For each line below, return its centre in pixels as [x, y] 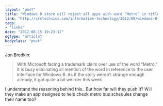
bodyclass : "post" [24, 41]
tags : [10, 23]
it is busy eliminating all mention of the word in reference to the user [85, 69]
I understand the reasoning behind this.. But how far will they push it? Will [78, 89]
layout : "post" [20, 9]
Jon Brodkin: [18, 55]
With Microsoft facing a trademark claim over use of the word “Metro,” [87, 64]
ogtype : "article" [24, 37]
